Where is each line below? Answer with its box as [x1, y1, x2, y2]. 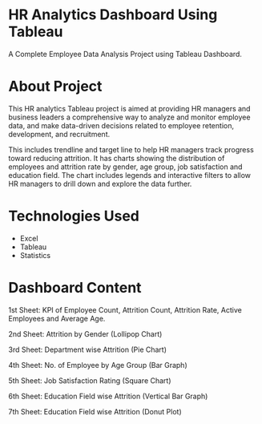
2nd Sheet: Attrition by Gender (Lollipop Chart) [8, 329, 163, 338]
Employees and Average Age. [8, 313, 106, 323]
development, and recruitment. [8, 129, 111, 139]
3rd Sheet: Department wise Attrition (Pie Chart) [8, 345, 167, 354]
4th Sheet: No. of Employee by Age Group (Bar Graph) [8, 360, 188, 369]
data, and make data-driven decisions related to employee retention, [8, 120, 235, 130]
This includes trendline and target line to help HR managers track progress [8, 144, 254, 154]
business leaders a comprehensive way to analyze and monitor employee [8, 112, 251, 122]
